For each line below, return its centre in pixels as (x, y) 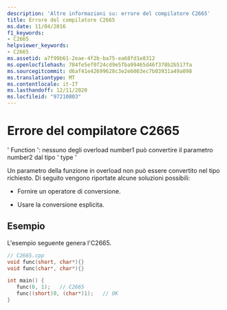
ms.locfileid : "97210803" (44, 97)
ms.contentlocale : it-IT (43, 84)
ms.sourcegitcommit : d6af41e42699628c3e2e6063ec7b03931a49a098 (100, 71)
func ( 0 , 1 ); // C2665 (50, 287)
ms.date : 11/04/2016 (37, 26)
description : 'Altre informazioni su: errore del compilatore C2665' (109, 13)
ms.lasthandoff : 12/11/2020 (47, 90)
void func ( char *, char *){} (46, 268)
